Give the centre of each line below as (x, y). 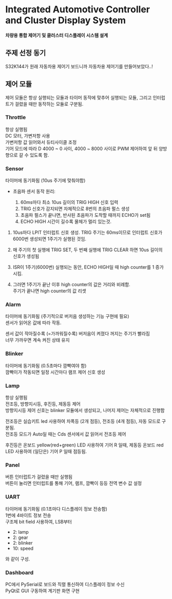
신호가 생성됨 (26, 256)
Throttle (16, 118)
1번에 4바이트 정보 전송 (28, 515)
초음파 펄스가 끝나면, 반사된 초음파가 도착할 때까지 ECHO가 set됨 (85, 215)
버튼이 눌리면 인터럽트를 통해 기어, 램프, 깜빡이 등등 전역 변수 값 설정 (74, 483)
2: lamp (21, 532)
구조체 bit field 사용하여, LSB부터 (39, 521)
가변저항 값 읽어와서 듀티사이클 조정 (41, 142)
